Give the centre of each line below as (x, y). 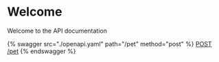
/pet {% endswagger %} (42, 51)
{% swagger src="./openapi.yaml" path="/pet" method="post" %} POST (109, 44)
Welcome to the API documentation (57, 31)
